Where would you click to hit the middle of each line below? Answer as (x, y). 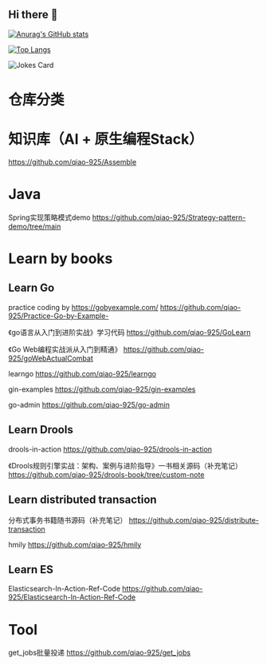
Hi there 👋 (33, 15)
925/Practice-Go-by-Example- (59, 316)
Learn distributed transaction (82, 500)
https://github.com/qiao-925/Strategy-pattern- (169, 217)
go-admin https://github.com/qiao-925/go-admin (89, 404)
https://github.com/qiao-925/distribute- (194, 520)
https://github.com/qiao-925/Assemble (73, 161)
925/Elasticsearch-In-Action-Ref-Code (72, 597)
